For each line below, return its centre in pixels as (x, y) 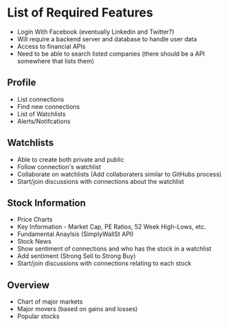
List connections (41, 99)
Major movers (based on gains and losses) (77, 309)
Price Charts (35, 220)
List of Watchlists (42, 114)
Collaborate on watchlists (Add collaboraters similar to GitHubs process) (119, 174)
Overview (28, 285)
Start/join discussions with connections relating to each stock (104, 264)
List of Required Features (80, 13)
